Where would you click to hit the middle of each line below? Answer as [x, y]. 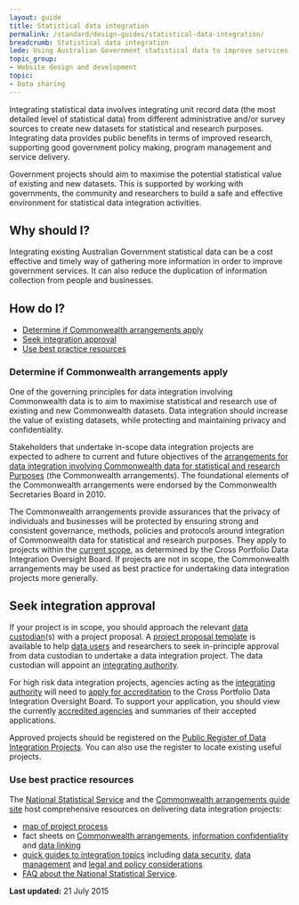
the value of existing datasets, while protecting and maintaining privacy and [148, 419]
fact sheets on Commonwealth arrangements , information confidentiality [155, 835]
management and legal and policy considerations [112, 864]
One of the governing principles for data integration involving [121, 391]
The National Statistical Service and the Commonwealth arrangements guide [149, 799]
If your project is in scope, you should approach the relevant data [129, 627]
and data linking [52, 845]
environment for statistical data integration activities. [105, 203]
